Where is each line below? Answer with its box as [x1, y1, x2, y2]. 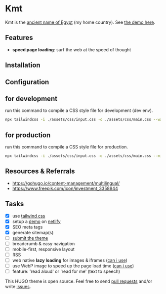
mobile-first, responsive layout [12, 246, 75, 252]
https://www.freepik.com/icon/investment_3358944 [12, 185, 118, 191]
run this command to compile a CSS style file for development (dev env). [5, 108, 153, 113]
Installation [5, 61, 41, 70]
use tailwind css [12, 213, 45, 219]
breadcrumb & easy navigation [12, 240, 75, 247]
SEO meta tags [12, 224, 43, 230]
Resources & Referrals [5, 167, 75, 176]
